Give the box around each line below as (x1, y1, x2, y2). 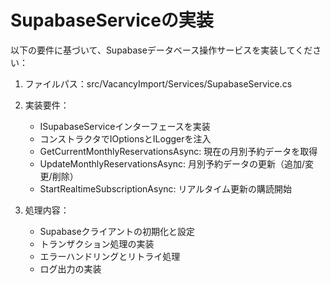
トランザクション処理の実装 (39, 237, 155, 250)
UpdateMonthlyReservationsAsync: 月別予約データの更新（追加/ (39, 157, 306, 170)
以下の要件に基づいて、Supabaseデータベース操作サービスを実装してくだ (10, 44, 313, 56)
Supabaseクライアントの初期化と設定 (39, 225, 195, 237)
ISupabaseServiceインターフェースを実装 (39, 120, 211, 132)
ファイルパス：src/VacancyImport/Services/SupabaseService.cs (24, 77, 293, 90)
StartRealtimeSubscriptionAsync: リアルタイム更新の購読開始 (39, 182, 293, 195)
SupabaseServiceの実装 (10, 9, 214, 32)
